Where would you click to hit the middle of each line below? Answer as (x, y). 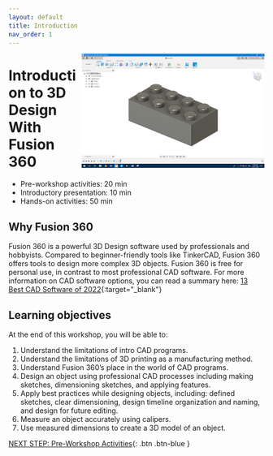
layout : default (36, 17)
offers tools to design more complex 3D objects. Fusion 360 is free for (126, 264)
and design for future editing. (69, 411)
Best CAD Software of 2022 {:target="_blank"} (85, 290)
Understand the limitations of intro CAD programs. (104, 350)
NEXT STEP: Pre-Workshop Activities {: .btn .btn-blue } (100, 443)
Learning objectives (60, 315)
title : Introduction (43, 26)
